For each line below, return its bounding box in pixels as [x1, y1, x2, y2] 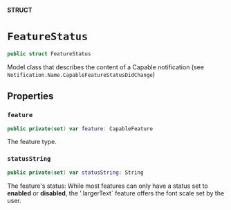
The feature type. [7, 138, 57, 146]
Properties [7, 90, 54, 103]
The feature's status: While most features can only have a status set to [7, 182, 209, 190]
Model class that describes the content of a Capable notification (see [7, 62, 204, 71]
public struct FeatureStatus [7, 50, 91, 58]
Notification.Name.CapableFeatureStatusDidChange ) [7, 70, 156, 78]
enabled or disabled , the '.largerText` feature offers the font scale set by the [7, 189, 225, 197]
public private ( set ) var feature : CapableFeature [7, 125, 154, 132]
